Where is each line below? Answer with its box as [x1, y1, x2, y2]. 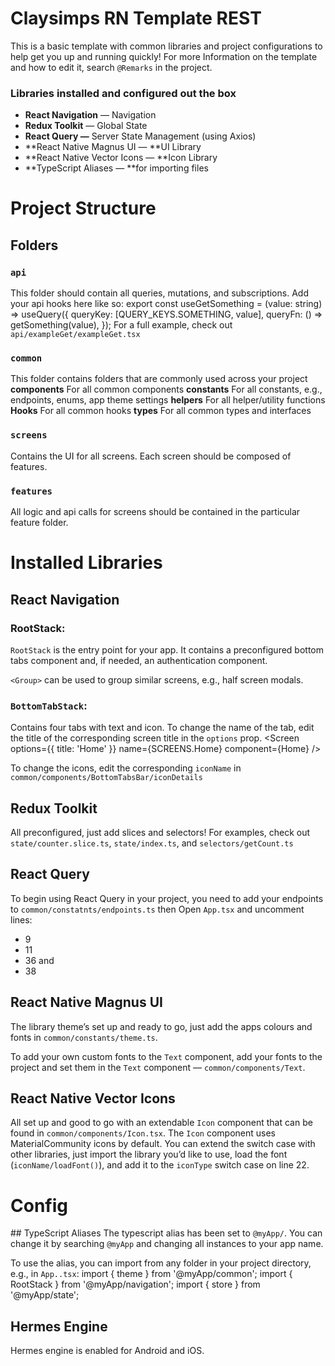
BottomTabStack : [10, 698, 88, 712]
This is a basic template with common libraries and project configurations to [10, 40, 323, 52]
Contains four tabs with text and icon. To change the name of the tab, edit [10, 722, 315, 734]
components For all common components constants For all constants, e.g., [10, 383, 323, 396]
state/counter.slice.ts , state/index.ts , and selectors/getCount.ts [10, 837, 294, 849]
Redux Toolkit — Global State [24, 120, 148, 132]
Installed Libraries [10, 552, 163, 574]
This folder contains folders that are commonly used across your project [10, 373, 308, 385]
